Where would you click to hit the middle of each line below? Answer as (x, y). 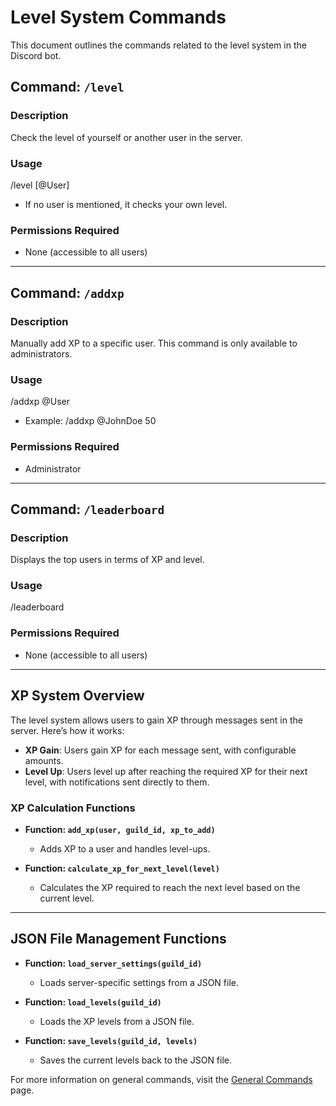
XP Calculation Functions (73, 808)
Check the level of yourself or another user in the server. (126, 137)
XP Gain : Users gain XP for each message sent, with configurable (160, 750)
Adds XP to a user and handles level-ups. (125, 848)
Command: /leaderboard (87, 509)
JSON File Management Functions (118, 939)
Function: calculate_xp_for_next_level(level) (122, 868)
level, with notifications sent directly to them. (117, 782)
